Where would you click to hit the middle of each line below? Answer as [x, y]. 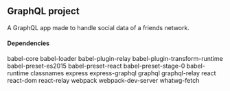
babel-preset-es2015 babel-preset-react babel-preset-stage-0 [96, 66]
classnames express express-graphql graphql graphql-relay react [123, 73]
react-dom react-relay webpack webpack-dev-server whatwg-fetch [103, 81]
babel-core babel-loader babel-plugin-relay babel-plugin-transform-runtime [115, 59]
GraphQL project [44, 11]
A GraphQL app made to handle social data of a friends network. [99, 27]
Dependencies [28, 43]
